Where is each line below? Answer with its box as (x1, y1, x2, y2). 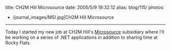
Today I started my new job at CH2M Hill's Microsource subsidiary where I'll (5, 29, 164, 35)
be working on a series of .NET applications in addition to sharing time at (5, 34, 158, 40)
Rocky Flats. (5, 40, 32, 45)
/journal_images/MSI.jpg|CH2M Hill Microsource (12, 14, 115, 20)
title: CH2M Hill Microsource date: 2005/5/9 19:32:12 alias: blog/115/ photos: (5, 5, 164, 10)
